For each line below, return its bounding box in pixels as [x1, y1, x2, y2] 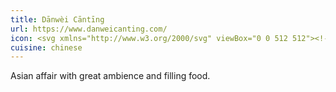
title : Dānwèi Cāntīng [10, 14, 105, 25]
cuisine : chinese [10, 42, 83, 53]
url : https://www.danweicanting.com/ [10, 24, 168, 34]
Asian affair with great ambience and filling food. [10, 70, 211, 82]
